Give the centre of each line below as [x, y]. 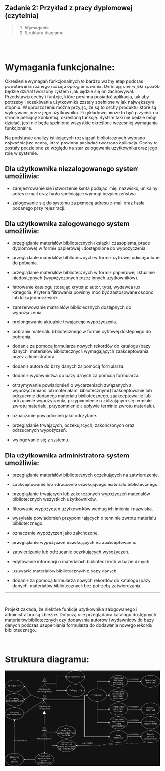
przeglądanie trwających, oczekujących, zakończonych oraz [73, 425]
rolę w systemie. [22, 153]
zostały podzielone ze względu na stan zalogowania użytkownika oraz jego [81, 148]
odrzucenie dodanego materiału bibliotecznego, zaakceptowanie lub [82, 396]
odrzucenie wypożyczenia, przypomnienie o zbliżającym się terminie [82, 401]
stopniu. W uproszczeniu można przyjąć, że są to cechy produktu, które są [81, 107]
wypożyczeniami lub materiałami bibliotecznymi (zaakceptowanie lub [82, 391]
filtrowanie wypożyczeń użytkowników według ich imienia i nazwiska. [82, 509]
